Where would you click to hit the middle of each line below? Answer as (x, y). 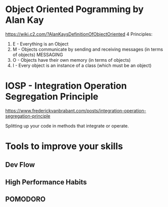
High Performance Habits (46, 182)
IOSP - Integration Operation (66, 86)
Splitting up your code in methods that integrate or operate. (67, 126)
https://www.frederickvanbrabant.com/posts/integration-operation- (76, 110)
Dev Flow (20, 165)
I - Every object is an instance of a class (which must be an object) (82, 65)
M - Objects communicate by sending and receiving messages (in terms (88, 49)
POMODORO (25, 199)
